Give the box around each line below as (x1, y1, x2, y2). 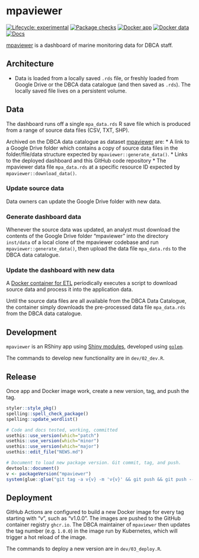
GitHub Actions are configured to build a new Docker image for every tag (6, 509, 185, 516)
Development (6, 327, 57, 337)
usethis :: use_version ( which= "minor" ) (6, 438, 99, 444)
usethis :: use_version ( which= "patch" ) (6, 432, 99, 439)
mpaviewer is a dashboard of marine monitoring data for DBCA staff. (6, 42, 174, 49)
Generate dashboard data (6, 213, 82, 221)
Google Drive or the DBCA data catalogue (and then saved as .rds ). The (14, 81, 191, 88)
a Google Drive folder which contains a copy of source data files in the (6, 144, 178, 151)
